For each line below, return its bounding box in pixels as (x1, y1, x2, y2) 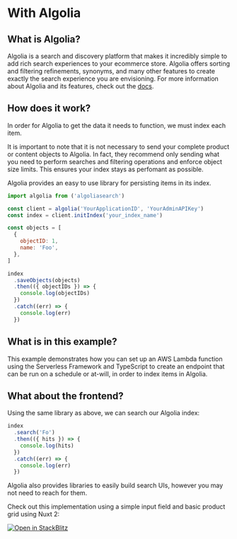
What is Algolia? (7, 33, 81, 45)
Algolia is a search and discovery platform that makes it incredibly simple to (7, 52, 228, 60)
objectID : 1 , (20, 238, 59, 245)
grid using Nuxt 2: (7, 510, 60, 518)
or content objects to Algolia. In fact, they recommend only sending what (7, 150, 220, 158)
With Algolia (7, 5, 81, 21)
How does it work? (7, 103, 91, 115)
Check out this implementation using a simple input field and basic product (7, 502, 226, 511)
